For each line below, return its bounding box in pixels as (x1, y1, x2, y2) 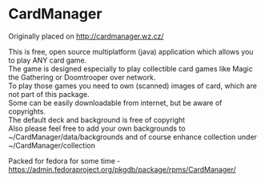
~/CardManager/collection (8, 140, 96, 150)
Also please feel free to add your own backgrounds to (8, 123, 186, 133)
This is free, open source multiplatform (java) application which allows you (8, 47, 254, 56)
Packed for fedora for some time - (8, 156, 121, 165)
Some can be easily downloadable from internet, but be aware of (8, 98, 223, 107)
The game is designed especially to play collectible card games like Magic (8, 63, 254, 73)
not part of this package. (8, 89, 90, 99)
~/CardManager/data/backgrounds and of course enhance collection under (8, 131, 258, 141)
